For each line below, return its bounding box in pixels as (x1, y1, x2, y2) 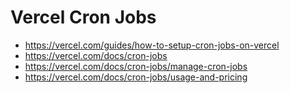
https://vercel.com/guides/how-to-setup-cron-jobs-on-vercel (24, 39, 280, 51)
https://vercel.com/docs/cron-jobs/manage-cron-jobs (24, 60, 248, 72)
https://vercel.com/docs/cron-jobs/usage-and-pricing (24, 71, 248, 83)
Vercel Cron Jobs (10, 6, 157, 29)
